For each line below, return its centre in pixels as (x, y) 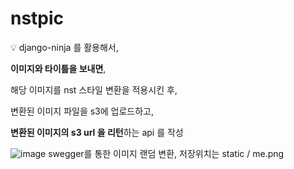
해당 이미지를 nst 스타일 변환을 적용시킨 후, (94, 89)
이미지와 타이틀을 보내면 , (58, 68)
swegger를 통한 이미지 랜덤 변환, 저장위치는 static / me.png (166, 153)
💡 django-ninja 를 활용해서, (64, 47)
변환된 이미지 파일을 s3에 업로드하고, (82, 111)
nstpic (37, 18)
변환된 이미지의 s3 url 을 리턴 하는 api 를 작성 (97, 132)
